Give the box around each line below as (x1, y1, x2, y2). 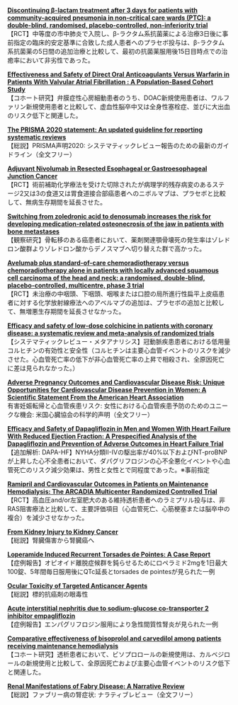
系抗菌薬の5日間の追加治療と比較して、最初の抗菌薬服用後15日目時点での (7, 47, 222, 55)
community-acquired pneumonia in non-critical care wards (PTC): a (7, 13, 211, 22)
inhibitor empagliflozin (7, 612, 76, 620)
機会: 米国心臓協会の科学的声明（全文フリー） (19, 411, 154, 418)
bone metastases (7, 227, 60, 236)
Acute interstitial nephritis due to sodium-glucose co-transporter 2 (7, 604, 209, 612)
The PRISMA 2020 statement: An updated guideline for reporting (7, 125, 203, 134)
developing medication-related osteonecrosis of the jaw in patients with (7, 219, 225, 228)
